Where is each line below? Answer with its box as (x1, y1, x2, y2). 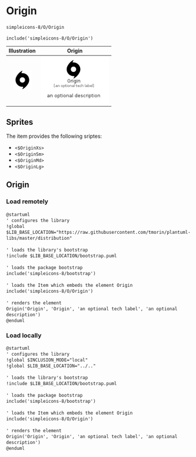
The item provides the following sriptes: (6, 133, 102, 140)
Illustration (8, 47, 36, 54)
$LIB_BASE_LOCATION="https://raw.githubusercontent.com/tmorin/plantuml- (6, 229, 191, 235)
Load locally (6, 331, 42, 339)
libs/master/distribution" (6, 235, 72, 241)
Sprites (6, 117, 34, 127)
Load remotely (6, 197, 49, 206)
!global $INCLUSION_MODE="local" (6, 357, 88, 363)
